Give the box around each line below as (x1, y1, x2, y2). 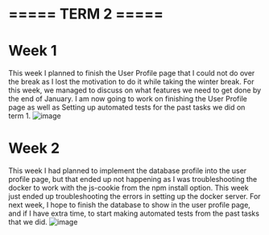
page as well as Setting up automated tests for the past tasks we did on (8, 102, 246, 113)
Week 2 (8, 139, 60, 158)
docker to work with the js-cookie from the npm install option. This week (8, 183, 249, 193)
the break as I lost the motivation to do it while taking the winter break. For (8, 77, 255, 87)
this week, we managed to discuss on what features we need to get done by (8, 85, 262, 95)
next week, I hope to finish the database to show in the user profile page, (8, 200, 251, 210)
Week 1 (8, 42, 57, 60)
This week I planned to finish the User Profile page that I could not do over (8, 68, 255, 78)
